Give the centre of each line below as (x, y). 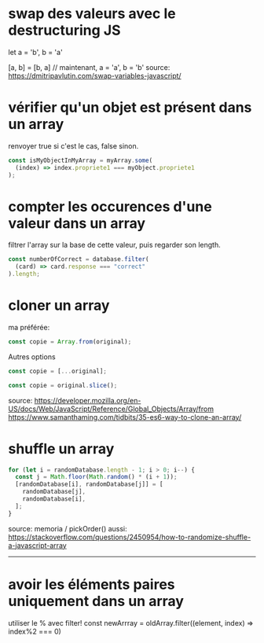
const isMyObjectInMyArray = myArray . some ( (81, 160)
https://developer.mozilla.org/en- (88, 400)
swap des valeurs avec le (92, 14)
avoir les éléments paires (92, 584)
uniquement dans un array (96, 601)
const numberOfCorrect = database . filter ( (79, 259)
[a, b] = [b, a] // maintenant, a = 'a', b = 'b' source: (89, 67)
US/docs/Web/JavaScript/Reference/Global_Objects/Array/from (111, 409)
